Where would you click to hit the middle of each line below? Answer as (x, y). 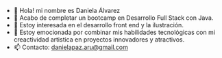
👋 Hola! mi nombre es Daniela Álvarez (67, 11)
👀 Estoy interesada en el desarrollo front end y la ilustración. (98, 25)
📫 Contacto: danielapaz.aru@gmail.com (71, 47)
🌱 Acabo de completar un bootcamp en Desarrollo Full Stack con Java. (113, 18)
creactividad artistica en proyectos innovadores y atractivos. (99, 40)
